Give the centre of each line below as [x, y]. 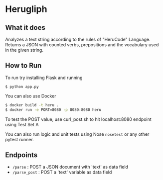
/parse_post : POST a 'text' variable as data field [62, 172]
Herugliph [26, 9]
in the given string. [24, 50]
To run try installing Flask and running [44, 78]
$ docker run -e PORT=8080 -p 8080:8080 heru [53, 110]
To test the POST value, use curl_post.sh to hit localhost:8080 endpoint [79, 119]
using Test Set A [22, 124]
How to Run [23, 66]
